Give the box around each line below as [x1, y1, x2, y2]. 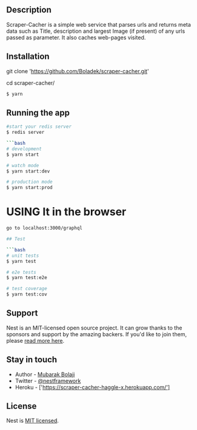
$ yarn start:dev [6, 168, 50, 174]
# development [6, 145, 42, 152]
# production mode [6, 179, 53, 185]
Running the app [6, 107, 70, 117]
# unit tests [6, 253, 39, 259]
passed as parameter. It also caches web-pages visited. [6, 33, 146, 41]
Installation [6, 51, 50, 62]
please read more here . [6, 337, 65, 344]
